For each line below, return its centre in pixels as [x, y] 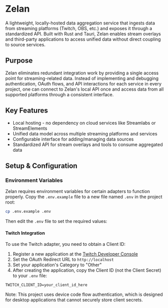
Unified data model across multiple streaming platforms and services [85, 133]
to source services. [25, 44]
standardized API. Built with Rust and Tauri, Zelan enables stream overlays [83, 34]
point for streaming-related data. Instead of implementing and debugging [82, 78]
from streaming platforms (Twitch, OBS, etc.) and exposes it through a [79, 28]
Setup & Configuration [41, 166]
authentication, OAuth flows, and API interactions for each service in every [83, 83]
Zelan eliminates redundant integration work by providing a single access [82, 73]
